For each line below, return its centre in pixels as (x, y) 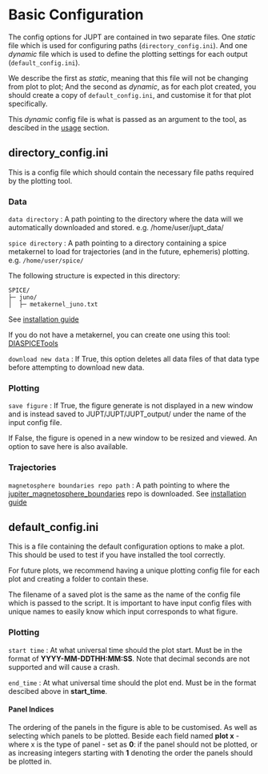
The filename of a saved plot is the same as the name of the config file (124, 594)
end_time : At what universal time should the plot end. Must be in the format (132, 683)
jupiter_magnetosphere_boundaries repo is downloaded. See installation (127, 493)
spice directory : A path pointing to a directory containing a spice (117, 243)
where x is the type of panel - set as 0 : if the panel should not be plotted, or (133, 744)
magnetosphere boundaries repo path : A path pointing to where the (119, 485)
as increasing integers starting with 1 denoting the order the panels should (131, 752)
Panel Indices (31, 709)
